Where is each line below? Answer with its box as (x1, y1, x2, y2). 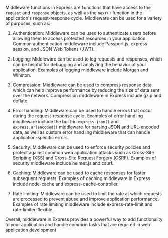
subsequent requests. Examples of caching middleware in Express (12, 175, 151, 181)
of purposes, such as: (5, 20, 50, 26)
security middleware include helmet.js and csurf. (12, 160, 114, 166)
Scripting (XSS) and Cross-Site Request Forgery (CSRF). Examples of (12, 155, 156, 161)
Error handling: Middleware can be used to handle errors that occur (12, 108, 152, 113)
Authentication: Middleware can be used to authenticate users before (12, 30, 156, 36)
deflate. (12, 98, 29, 104)
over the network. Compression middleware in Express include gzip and (12, 93, 162, 98)
